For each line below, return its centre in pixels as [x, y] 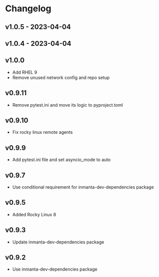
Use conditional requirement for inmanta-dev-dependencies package [83, 187]
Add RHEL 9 [25, 72]
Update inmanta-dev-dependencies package [58, 242]
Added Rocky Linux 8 [34, 214]
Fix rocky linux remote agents [42, 132]
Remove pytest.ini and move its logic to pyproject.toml [67, 105]
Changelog [28, 9]
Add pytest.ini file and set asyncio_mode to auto [61, 160]
